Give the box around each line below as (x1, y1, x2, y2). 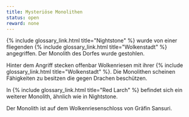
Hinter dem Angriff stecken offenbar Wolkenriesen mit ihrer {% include (6, 62, 184, 69)
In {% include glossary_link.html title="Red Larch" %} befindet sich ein (6, 87, 183, 94)
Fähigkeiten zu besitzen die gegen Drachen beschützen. (6, 74, 148, 82)
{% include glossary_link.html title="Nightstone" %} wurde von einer (6, 37, 177, 44)
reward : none (6, 20, 40, 26)
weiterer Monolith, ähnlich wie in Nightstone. (6, 93, 118, 101)
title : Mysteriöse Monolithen (6, 9, 83, 15)
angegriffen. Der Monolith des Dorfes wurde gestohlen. (6, 50, 145, 57)
